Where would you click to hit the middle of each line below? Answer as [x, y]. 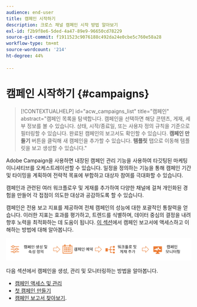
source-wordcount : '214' [36, 50]
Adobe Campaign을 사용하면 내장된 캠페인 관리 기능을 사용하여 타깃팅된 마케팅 [97, 160]
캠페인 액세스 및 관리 [38, 283]
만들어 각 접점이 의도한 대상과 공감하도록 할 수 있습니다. [80, 195]
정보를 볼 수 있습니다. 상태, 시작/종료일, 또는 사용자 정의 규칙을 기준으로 [108, 126]
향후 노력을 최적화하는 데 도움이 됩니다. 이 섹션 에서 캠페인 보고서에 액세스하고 [95, 222]
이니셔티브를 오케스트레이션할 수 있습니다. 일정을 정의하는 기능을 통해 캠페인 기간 [99, 168]
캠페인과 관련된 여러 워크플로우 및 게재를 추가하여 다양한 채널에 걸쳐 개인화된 [94, 188]
